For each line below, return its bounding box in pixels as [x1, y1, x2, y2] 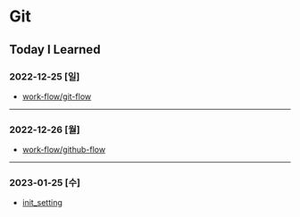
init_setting [21, 197, 62, 208]
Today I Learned [9, 42, 101, 57]
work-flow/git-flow [21, 91, 92, 102]
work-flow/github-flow [21, 145, 105, 155]
